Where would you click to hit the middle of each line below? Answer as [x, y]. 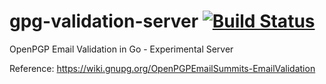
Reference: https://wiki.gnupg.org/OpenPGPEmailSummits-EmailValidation [162, 68]
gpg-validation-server [104, 21]
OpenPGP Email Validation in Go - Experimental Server [121, 49]
